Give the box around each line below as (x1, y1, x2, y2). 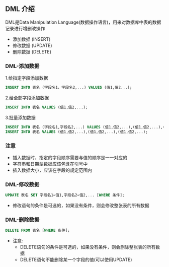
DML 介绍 (5, 5, 35, 14)
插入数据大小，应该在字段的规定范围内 (12, 167, 92, 173)
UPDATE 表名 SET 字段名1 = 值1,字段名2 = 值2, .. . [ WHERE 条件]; (5, 193, 125, 198)
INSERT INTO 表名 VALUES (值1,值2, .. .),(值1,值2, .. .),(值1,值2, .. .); (5, 129, 148, 135)
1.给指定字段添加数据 (5, 75, 48, 81)
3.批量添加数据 (5, 114, 36, 120)
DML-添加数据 (5, 62, 40, 70)
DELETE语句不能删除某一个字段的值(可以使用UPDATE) (20, 256, 132, 263)
